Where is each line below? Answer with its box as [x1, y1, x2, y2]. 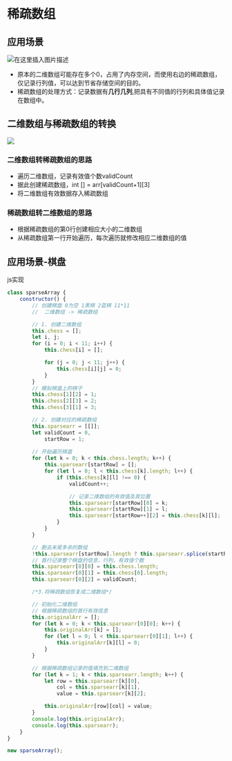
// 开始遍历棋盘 [32, 448, 72, 455]
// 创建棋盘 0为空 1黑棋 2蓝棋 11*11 [32, 302, 130, 309]
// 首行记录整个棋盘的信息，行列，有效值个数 [32, 557, 144, 564]
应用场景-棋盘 [7, 256, 66, 268]
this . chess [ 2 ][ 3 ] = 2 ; [32, 397, 97, 404]
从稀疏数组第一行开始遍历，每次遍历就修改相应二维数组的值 [17, 234, 187, 242]
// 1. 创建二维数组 [32, 321, 81, 328]
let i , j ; [32, 334, 60, 341]
